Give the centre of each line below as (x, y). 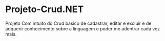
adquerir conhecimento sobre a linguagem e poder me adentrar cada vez (83, 28)
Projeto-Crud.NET (45, 9)
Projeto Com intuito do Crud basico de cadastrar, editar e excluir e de (78, 23)
